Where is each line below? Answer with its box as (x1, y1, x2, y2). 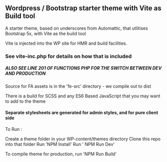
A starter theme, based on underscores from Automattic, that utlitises (5, 25, 148, 31)
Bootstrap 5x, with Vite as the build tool (5, 30, 86, 37)
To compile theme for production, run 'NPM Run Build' (5, 150, 117, 157)
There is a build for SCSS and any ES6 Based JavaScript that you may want (5, 93, 160, 99)
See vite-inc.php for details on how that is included (5, 53, 132, 60)
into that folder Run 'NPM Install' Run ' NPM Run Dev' (5, 141, 115, 147)
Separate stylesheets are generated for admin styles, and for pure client (5, 110, 158, 116)
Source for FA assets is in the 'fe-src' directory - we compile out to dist (5, 83, 151, 89)
